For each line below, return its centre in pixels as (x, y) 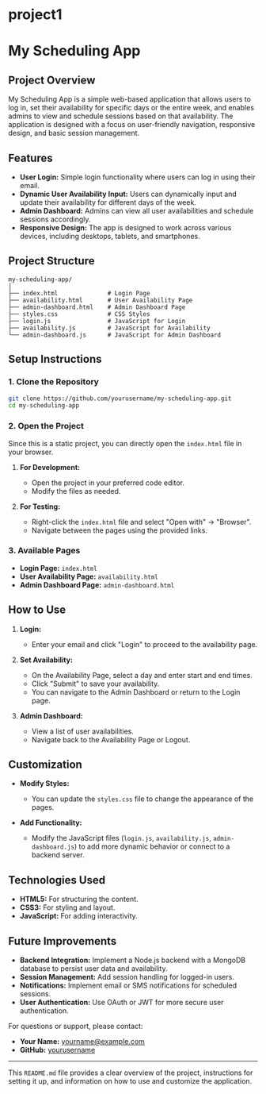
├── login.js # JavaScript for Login (97, 321)
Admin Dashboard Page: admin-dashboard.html (97, 584)
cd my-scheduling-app (44, 406)
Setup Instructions (55, 359)
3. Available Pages (44, 551)
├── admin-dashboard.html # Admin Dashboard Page (97, 307)
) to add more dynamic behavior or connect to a (152, 846)
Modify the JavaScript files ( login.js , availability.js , (121, 838)
